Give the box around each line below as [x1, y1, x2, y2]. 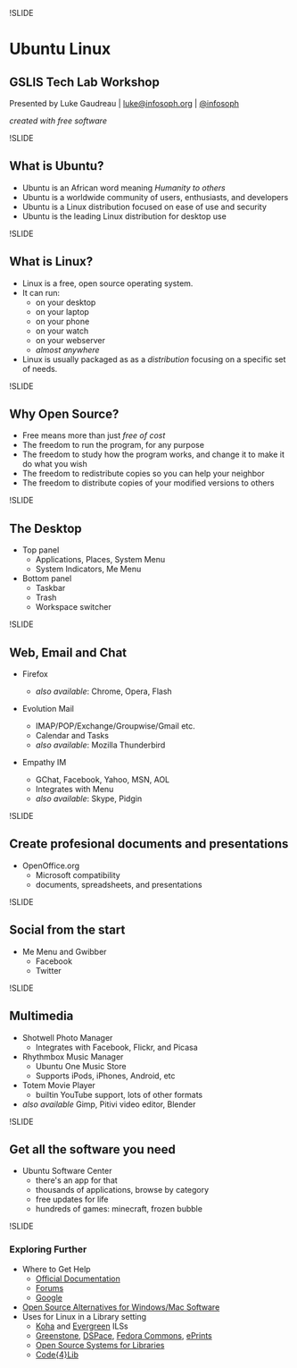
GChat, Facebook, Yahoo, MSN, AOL [35, 774, 170, 785]
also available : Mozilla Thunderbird [35, 739, 166, 750]
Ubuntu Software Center [21, 1166, 112, 1177]
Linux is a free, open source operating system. [21, 277, 194, 289]
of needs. [21, 363, 58, 374]
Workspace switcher [35, 602, 111, 612]
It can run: [21, 287, 61, 298]
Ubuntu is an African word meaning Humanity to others [21, 182, 226, 193]
